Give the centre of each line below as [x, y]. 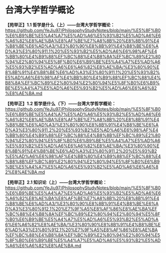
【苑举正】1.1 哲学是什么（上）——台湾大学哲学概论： [60, 25]
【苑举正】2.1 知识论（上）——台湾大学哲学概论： [56, 182]
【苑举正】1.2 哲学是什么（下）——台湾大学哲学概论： [61, 103]
